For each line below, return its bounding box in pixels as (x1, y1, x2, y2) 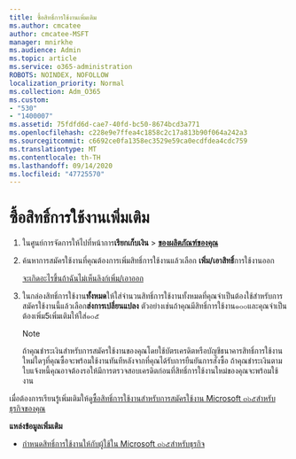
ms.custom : (9, 95, 50, 105)
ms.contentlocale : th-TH (9, 152, 101, 162)
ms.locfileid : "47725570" (9, 169, 105, 178)
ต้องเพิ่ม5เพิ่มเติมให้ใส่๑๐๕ (21, 311, 100, 322)
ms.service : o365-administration (9, 63, 133, 72)
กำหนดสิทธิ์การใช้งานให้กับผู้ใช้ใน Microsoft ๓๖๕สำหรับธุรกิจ (21, 439, 206, 449)
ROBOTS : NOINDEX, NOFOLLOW (9, 71, 109, 80)
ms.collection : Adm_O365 (9, 87, 101, 96)
